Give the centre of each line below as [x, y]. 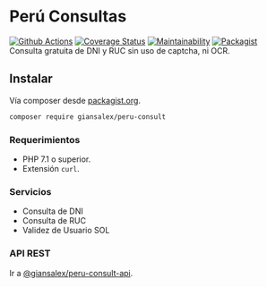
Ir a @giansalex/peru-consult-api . [71, 273]
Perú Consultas [68, 17]
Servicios [30, 191]
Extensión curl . [51, 168]
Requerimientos [45, 139]
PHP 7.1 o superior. [56, 159]
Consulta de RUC [54, 221]
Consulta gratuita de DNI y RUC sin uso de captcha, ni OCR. [120, 50]
